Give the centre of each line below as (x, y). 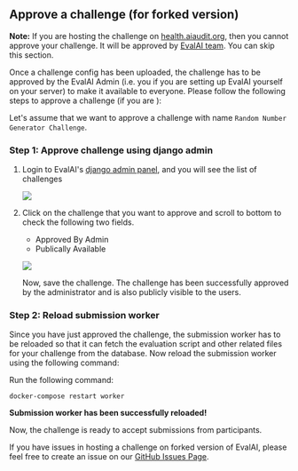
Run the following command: (61, 380)
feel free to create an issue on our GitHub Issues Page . (110, 457)
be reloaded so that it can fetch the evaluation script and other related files (145, 344)
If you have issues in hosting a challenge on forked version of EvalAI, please (148, 447)
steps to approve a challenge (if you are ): (86, 100)
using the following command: (64, 363)
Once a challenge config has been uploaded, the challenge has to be (135, 72)
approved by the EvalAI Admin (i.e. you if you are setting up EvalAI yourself (146, 81)
